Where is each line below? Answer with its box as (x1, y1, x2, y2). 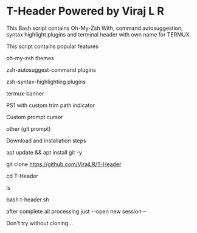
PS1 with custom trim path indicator (6, 102, 95, 109)
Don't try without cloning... (6, 219, 73, 226)
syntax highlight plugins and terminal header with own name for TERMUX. (6, 30, 192, 38)
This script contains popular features (6, 43, 99, 50)
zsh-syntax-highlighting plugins (6, 78, 86, 85)
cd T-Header (6, 172, 38, 179)
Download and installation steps (6, 137, 86, 144)
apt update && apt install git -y (6, 148, 82, 156)
